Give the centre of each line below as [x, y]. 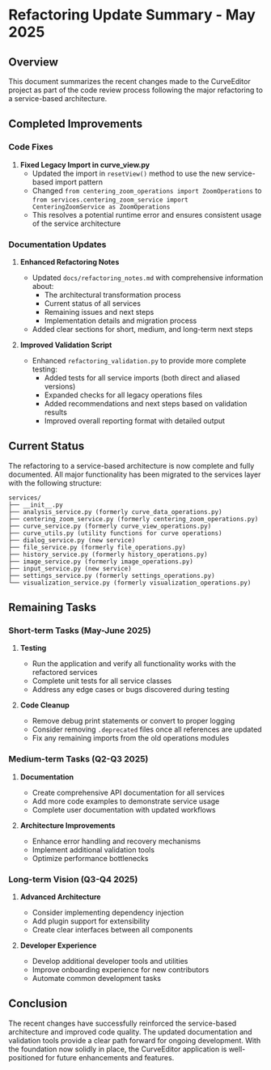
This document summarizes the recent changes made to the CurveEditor [129, 81]
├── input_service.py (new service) [70, 568]
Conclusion [38, 1004]
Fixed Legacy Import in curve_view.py [85, 164]
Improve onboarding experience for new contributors [121, 970]
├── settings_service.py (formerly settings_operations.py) [112, 575]
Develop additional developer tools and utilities [110, 962]
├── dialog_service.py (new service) [72, 540]
